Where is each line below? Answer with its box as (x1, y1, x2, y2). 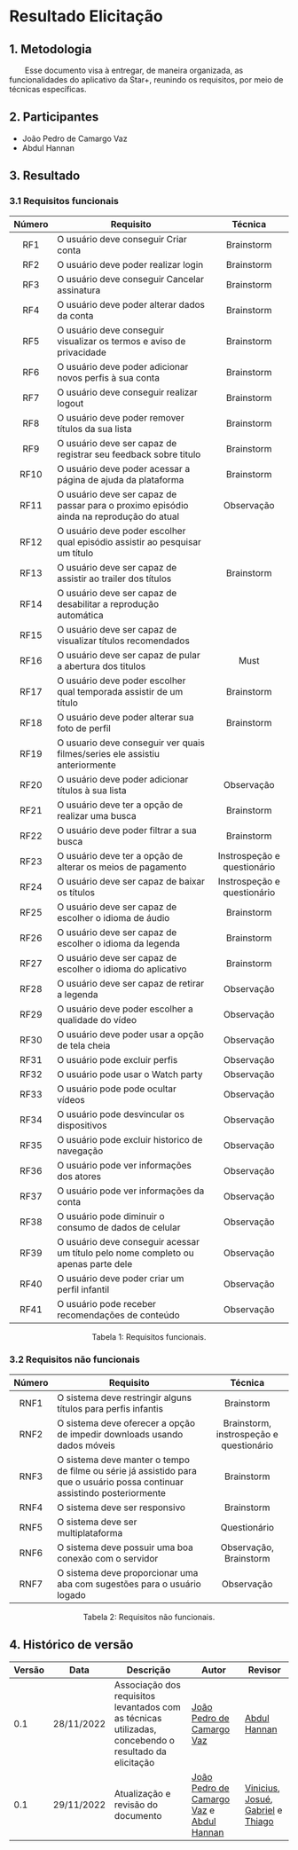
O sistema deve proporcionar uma (57, 1566, 199, 1578)
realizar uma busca (57, 809, 137, 822)
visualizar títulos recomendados (57, 634, 191, 647)
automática (57, 609, 104, 621)
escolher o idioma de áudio (57, 911, 170, 924)
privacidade (57, 346, 106, 358)
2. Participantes (9, 109, 99, 125)
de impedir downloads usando (57, 1428, 184, 1440)
